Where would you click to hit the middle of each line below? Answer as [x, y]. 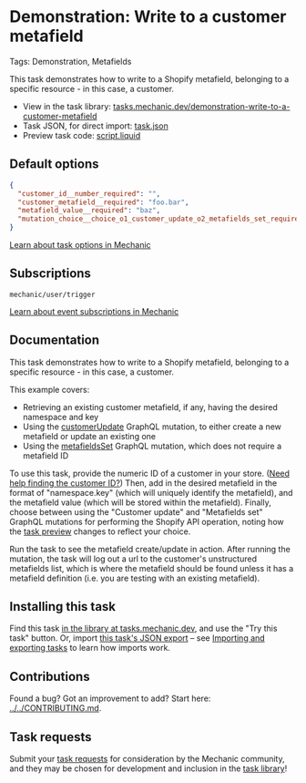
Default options [54, 165]
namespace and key [61, 417]
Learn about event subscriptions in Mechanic [94, 311]
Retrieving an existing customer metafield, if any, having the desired [150, 407]
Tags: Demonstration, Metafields [71, 61]
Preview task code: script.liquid [82, 135]
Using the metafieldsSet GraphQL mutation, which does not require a [152, 446]
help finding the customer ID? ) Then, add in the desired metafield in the [143, 483]
